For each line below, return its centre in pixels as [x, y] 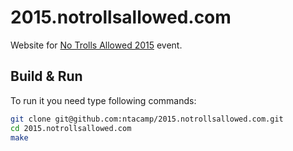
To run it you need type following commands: [103, 100]
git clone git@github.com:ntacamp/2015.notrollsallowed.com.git [147, 119]
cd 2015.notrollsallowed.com [71, 128]
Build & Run [46, 76]
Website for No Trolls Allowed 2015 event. [96, 45]
